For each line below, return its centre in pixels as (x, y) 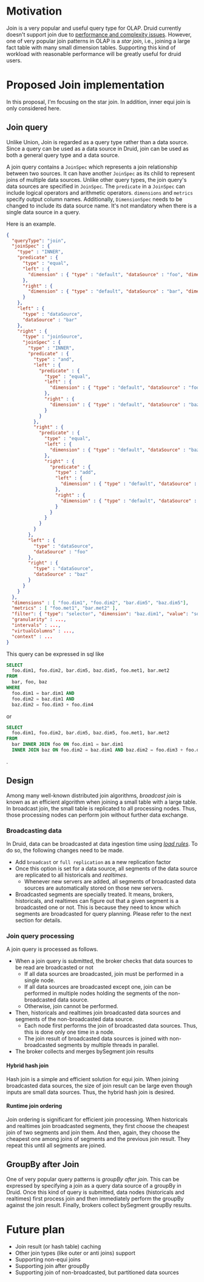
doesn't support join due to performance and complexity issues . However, (99, 34)
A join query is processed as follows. (52, 949)
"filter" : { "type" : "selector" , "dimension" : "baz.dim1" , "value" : (100, 614)
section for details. (38, 921)
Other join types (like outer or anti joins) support (75, 1253)
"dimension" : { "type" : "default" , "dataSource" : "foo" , (106, 274)
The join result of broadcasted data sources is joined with (96, 1039)
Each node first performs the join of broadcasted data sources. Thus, (111, 1026)
